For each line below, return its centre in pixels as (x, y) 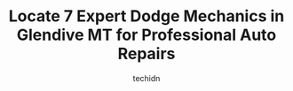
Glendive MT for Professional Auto (146, 35)
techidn (146, 78)
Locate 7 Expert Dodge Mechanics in (146, 16)
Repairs (146, 54)
